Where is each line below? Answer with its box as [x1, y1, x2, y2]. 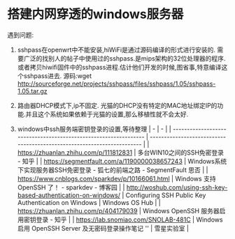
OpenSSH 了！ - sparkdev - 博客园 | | [17, 183, 125, 192]
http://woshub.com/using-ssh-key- [126, 183, 228, 192]
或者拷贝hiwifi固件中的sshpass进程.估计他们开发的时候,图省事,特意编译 [17, 63, 222, 71]
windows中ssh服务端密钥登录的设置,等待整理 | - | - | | [17, 125, 171, 133]
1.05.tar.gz [17, 86, 48, 95]
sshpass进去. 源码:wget [23, 71, 92, 80]
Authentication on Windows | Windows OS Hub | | [17, 198, 161, 206]
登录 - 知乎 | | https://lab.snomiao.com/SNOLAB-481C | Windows [36, 215, 223, 224]
